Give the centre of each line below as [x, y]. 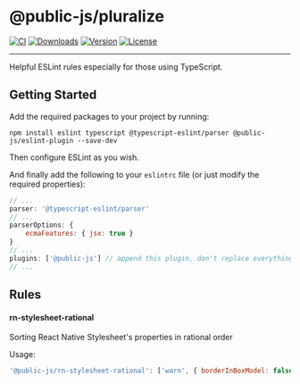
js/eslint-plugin [42, 140]
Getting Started [53, 95]
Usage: [22, 355]
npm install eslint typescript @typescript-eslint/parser [119, 133]
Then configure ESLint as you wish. [75, 157]
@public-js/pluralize [87, 17]
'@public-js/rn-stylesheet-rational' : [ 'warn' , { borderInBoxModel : [139, 371]
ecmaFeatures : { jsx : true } [79, 234]
